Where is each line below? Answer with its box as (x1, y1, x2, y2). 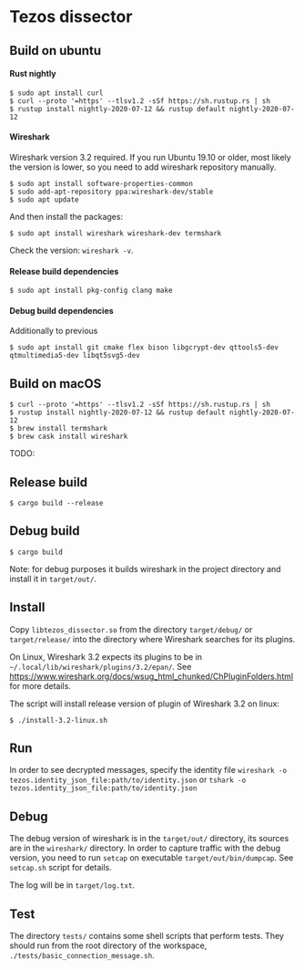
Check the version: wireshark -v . (9, 245, 134, 256)
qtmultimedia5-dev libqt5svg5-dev (9, 351, 141, 360)
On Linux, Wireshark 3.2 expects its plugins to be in (9, 651, 203, 662)
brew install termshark (17, 424, 107, 433)
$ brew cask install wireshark (9, 432, 128, 442)
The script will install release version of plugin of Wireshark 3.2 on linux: (9, 698, 280, 709)
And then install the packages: (9, 211, 124, 222)
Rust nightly (9, 68, 56, 79)
